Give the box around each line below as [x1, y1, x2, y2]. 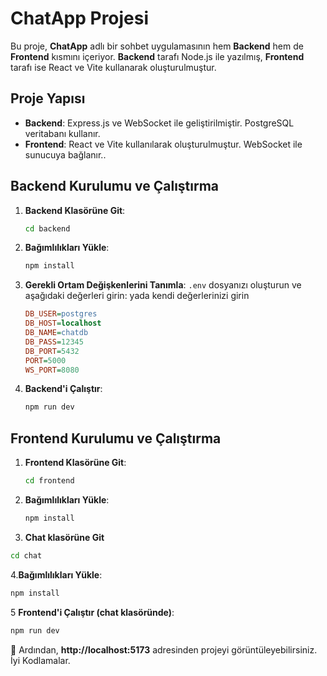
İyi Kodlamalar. [10, 654, 71, 666]
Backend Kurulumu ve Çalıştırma [10, 178, 220, 195]
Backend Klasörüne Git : [24, 204, 126, 216]
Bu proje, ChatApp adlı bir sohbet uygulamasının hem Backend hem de [10, 40, 304, 52]
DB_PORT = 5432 [24, 346, 80, 356]
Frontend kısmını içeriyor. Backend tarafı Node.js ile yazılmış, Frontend [10, 50, 305, 62]
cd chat [10, 550, 43, 561]
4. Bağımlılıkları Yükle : [10, 568, 103, 581]
